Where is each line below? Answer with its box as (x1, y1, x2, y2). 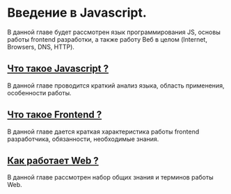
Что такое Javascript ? (7, 63, 109, 74)
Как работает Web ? (7, 154, 99, 166)
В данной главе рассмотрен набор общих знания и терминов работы (7, 173, 214, 181)
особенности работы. (7, 88, 72, 97)
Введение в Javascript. (7, 5, 148, 21)
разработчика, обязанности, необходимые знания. (7, 134, 159, 143)
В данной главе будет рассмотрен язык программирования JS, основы (7, 28, 221, 36)
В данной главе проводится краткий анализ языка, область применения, (7, 81, 225, 90)
